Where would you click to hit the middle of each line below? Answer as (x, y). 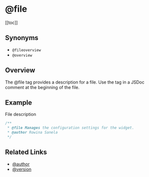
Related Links (26, 152)
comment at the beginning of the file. (42, 87)
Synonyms (22, 38)
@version (22, 169)
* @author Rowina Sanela (32, 133)
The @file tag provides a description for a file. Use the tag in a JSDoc (75, 82)
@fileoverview (26, 50)
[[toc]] (11, 22)
